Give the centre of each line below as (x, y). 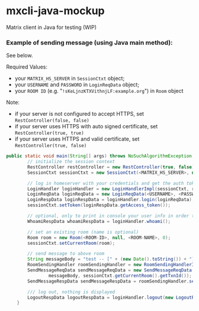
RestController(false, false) (52, 121)
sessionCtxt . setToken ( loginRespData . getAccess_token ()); (99, 205)
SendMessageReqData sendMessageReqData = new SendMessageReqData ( (111, 270)
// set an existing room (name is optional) (83, 232)
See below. (20, 56)
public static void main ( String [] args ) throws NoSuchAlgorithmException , (100, 156)
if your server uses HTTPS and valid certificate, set (77, 139)
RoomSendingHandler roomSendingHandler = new (85, 265)
